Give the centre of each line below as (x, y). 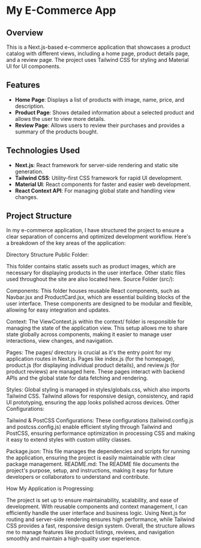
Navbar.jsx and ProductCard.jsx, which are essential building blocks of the (98, 297)
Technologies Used (43, 151)
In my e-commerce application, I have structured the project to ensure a (95, 230)
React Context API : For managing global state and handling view (95, 191)
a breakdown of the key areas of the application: (66, 243)
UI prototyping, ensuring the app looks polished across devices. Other (93, 402)
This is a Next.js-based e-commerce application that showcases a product (98, 47)
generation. (29, 171)
